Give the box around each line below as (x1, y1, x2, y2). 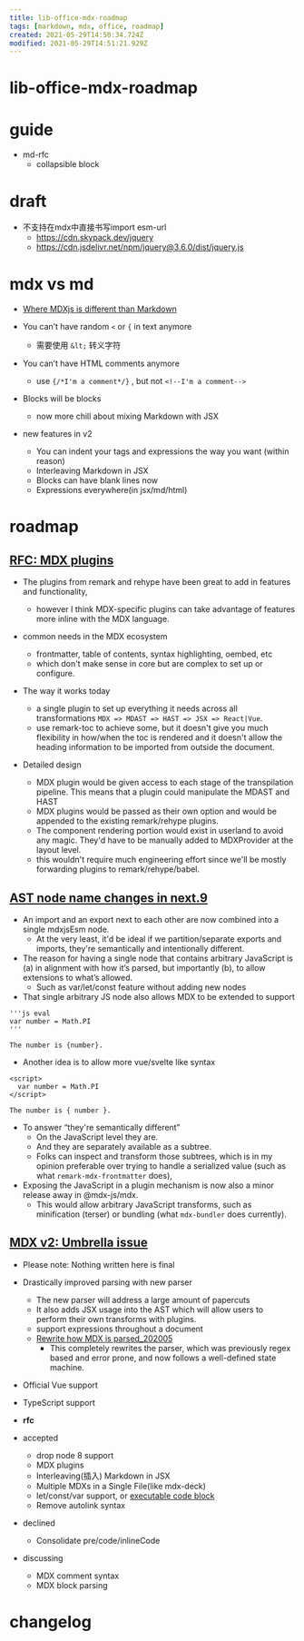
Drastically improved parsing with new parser (22, 1277, 192, 1288)
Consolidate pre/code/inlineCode (35, 1535, 161, 1546)
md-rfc (22, 149, 50, 160)
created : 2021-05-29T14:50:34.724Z (9, 30, 144, 39)
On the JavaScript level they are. (35, 1132, 159, 1142)
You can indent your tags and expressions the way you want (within (35, 446, 289, 457)
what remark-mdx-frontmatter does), (35, 1171, 172, 1181)
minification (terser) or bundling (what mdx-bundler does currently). (35, 1209, 288, 1220)
